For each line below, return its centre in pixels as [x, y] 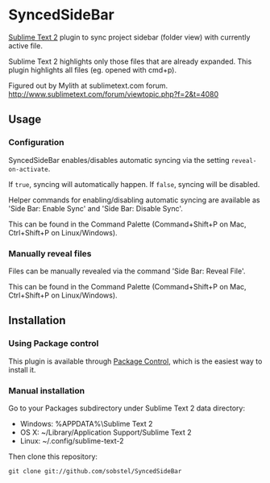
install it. [22, 369]
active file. [25, 45]
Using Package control [54, 344]
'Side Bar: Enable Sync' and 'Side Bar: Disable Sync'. [96, 208]
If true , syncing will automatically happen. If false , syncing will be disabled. [134, 184]
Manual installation [47, 390]
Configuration [36, 143]
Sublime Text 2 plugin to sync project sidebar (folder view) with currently [129, 37]
